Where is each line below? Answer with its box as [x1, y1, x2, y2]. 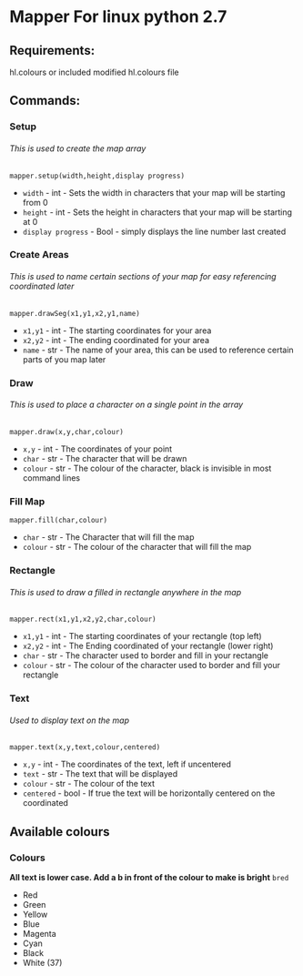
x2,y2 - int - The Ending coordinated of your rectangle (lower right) [22, 640, 274, 652]
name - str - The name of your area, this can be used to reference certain [22, 344, 294, 355]
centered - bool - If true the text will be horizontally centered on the [22, 788, 276, 798]
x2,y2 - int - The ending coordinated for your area [22, 334, 210, 345]
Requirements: [9, 43, 96, 58]
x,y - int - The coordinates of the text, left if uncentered [22, 758, 232, 770]
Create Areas [9, 249, 70, 261]
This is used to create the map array [9, 143, 146, 154]
